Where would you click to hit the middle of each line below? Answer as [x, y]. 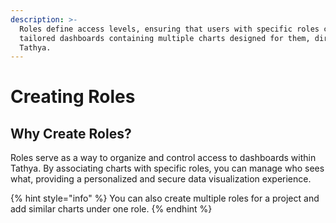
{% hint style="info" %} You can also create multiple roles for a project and [165, 198]
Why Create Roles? [71, 133]
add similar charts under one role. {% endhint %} [111, 209]
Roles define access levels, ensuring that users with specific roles [169, 29]
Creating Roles [73, 97]
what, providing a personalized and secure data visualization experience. [161, 179]
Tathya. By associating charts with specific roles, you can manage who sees [167, 168]
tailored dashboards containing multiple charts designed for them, [165, 38]
